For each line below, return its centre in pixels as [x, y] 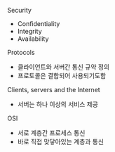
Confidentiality [39, 24]
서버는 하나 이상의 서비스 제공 [57, 104]
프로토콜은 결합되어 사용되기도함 [62, 76]
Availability [33, 39]
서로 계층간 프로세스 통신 [51, 133]
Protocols [21, 52]
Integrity [29, 31]
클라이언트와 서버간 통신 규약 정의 [63, 67]
